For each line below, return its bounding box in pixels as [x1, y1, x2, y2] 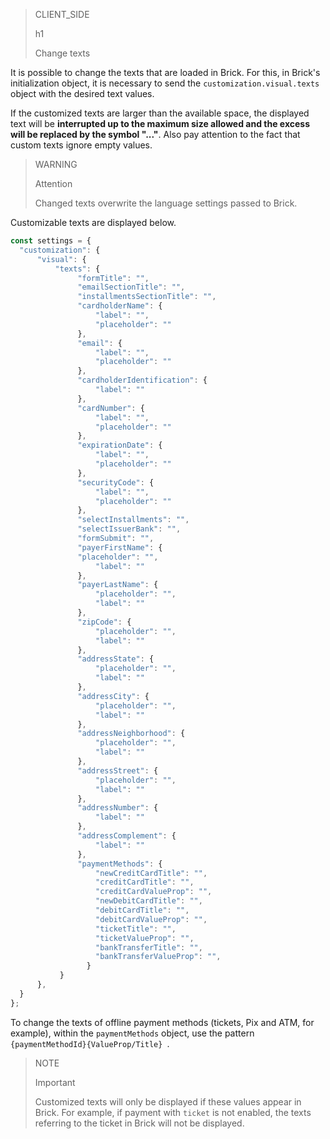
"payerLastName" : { [77, 580, 159, 590]
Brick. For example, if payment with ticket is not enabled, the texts [34, 1106, 312, 1118]
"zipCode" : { [77, 617, 132, 627]
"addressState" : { [77, 654, 155, 664]
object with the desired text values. [10, 88, 155, 99]
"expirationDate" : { [77, 440, 163, 451]
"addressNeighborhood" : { [77, 729, 186, 739]
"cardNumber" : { [77, 403, 145, 413]
